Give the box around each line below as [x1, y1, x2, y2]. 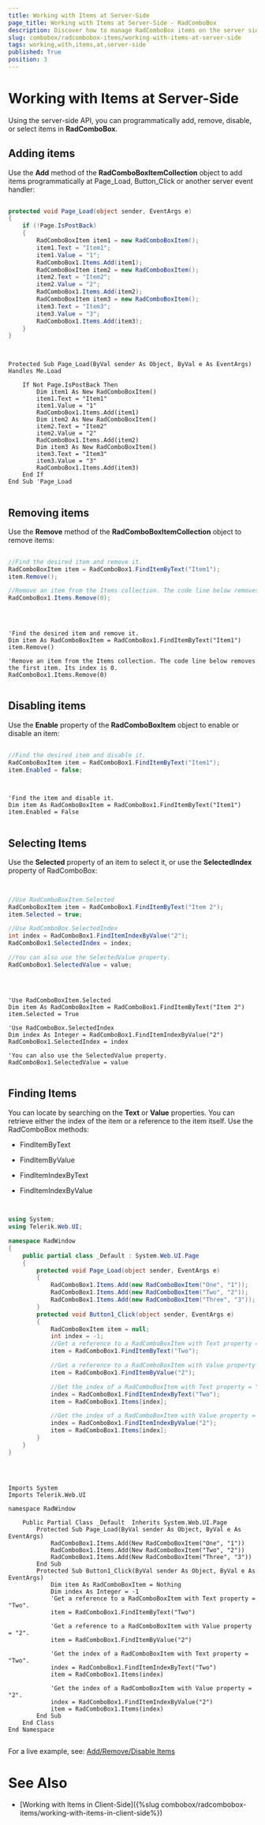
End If [22, 471, 44, 479]
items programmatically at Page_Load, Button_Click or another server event [8, 176, 254, 185]
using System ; [8, 1216, 55, 1224]
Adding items [8, 147, 76, 160]
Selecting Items [8, 836, 87, 850]
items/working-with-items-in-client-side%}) [19, 1808, 163, 1818]
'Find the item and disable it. [8, 795, 114, 802]
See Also [8, 1774, 68, 1792]
